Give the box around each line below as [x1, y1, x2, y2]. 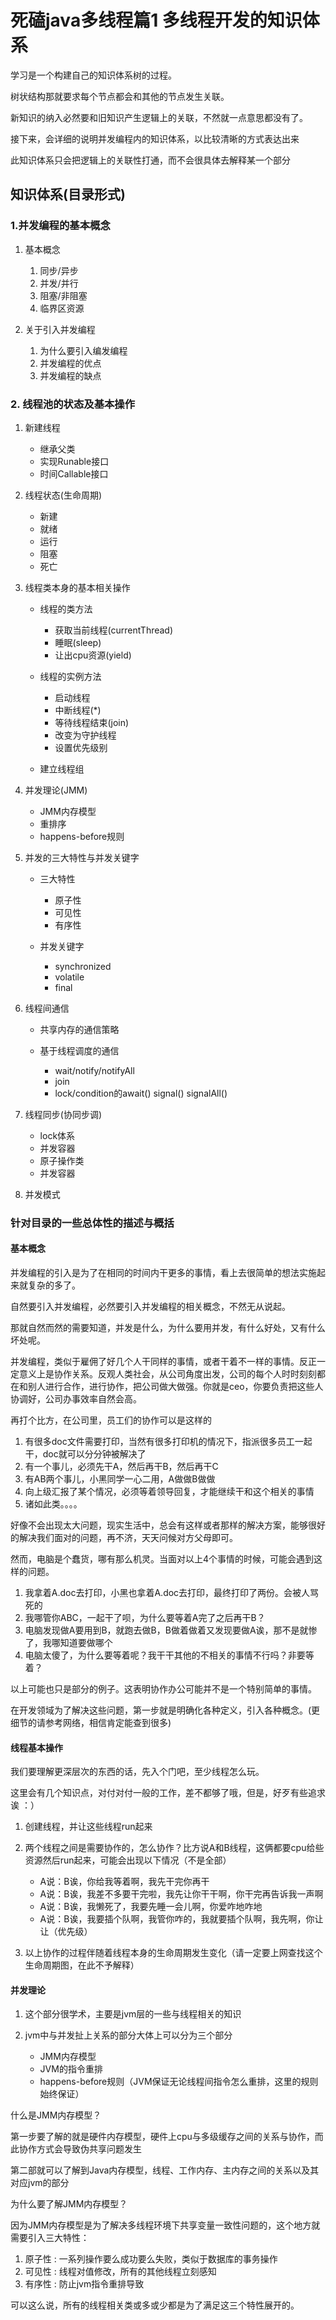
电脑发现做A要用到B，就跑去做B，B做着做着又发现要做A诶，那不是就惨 [24, 1624, 318, 1636]
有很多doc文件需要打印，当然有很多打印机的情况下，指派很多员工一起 [24, 1436, 313, 1448]
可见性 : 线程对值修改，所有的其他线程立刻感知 [24, 2266, 217, 2278]
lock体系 [39, 1129, 76, 1141]
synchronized [54, 960, 112, 972]
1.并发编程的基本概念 [10, 219, 111, 233]
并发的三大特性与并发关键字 [24, 851, 140, 863]
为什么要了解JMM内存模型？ [10, 2198, 128, 2210]
